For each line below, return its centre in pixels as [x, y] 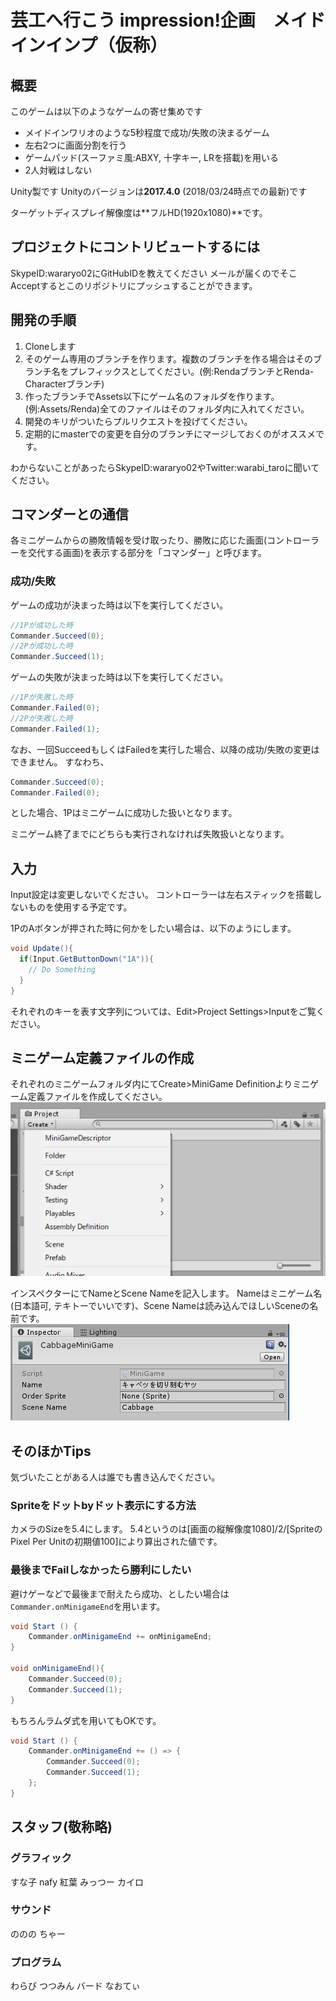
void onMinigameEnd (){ [57, 1669]
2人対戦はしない [58, 170]
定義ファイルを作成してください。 [97, 1097]
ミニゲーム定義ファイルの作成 [102, 1058]
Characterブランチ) [64, 383]
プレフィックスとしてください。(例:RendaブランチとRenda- [191, 371]
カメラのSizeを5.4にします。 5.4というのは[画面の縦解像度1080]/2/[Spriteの [166, 1529]
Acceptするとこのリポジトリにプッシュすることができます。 [134, 285]
